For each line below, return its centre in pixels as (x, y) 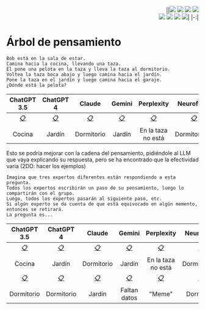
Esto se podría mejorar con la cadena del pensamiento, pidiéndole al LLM (99, 153)
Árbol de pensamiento (64, 42)
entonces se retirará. (35, 209)
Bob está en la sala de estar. (46, 58)
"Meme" (161, 293)
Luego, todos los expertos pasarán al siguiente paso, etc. (85, 199)
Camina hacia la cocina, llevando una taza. (64, 64)
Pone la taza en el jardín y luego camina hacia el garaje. (85, 79)
